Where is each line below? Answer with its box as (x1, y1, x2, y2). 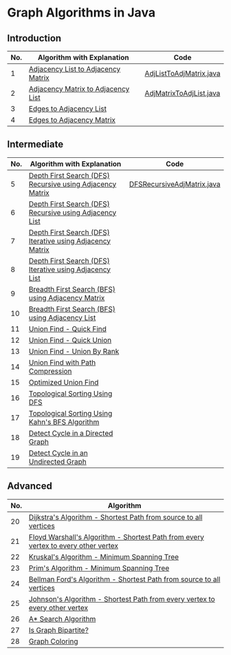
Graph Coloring (28, 636, 78, 646)
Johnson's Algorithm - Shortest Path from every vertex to (28, 594, 215, 604)
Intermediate (7, 139, 64, 150)
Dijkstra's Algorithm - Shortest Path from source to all (28, 512, 203, 522)
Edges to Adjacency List (28, 104, 107, 113)
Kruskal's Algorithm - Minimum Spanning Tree (28, 552, 179, 561)
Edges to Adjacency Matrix (28, 115, 115, 125)
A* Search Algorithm (28, 614, 96, 623)
